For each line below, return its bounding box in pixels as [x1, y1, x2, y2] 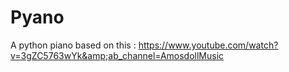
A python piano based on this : [10, 39, 137, 51]
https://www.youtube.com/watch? [138, 39, 279, 51]
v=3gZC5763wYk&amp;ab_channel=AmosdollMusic [10, 49, 225, 61]
